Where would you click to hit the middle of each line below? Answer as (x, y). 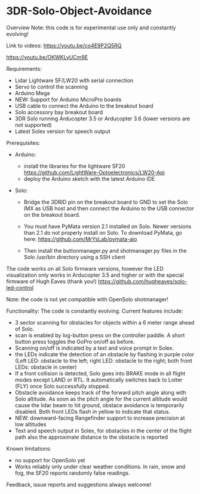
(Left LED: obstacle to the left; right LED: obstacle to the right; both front (103, 360)
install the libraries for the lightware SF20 (74, 166)
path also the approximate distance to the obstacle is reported (91, 437)
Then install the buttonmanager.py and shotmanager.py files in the (105, 250)
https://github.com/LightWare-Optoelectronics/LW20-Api (94, 172)
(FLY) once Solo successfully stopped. (62, 386)
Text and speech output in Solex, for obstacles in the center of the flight (103, 431)
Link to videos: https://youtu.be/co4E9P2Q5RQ (64, 46)
